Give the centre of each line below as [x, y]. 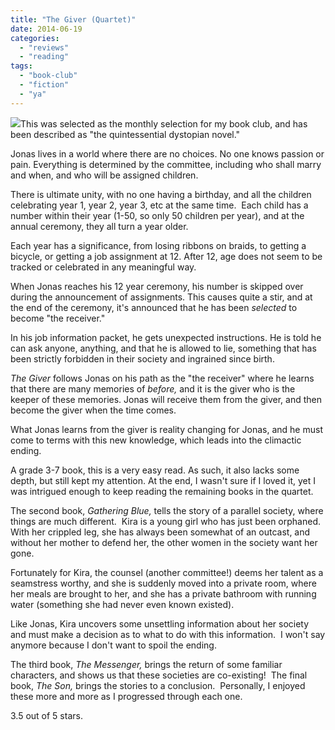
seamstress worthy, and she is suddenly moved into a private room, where [163, 583]
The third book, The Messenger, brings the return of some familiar [146, 664]
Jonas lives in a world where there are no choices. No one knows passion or [167, 153]
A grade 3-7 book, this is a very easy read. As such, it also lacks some [155, 470]
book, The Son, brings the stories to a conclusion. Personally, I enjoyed [158, 685]
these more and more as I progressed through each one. [126, 696]
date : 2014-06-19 [46, 29]
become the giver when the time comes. [93, 410]
